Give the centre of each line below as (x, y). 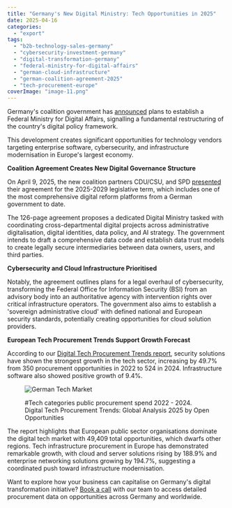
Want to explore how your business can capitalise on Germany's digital (109, 482)
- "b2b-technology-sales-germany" (63, 46)
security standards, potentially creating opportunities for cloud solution (109, 319)
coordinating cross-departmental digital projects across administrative (108, 225)
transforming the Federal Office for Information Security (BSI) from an (107, 289)
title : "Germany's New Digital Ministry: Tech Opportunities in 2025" (112, 14)
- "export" (29, 33)
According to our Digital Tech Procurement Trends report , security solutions (116, 354)
